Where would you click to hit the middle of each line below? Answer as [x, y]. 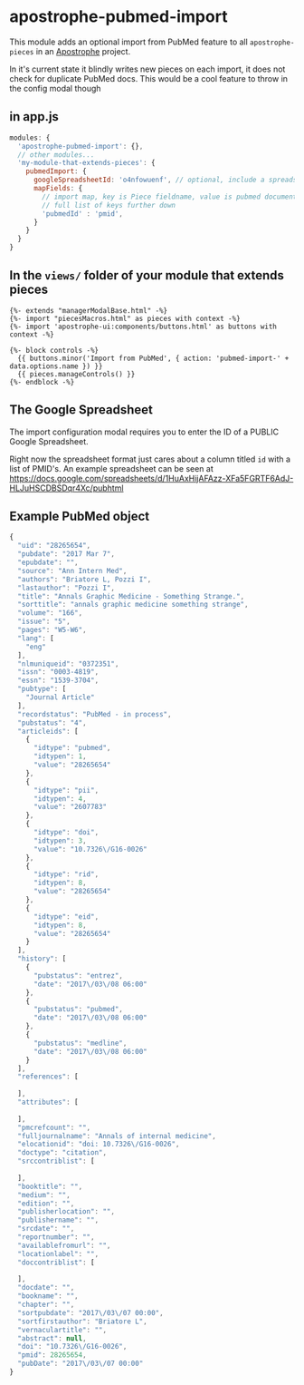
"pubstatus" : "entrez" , [78, 975]
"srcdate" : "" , [46, 1229]
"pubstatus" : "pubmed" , [78, 1009]
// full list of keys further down [109, 205]
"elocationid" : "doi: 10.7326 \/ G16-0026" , [99, 1145]
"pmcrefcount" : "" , [54, 1127]
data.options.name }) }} [56, 366]
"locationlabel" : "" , [58, 1253]
